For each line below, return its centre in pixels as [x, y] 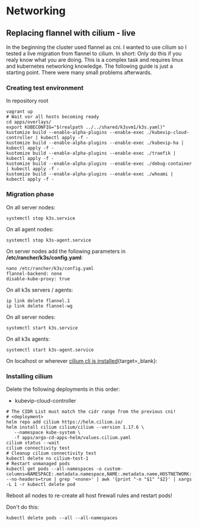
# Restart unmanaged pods [38, 463]
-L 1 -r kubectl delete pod [41, 484]
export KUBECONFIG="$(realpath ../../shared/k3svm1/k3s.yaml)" [86, 127]
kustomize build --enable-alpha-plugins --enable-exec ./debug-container [99, 164]
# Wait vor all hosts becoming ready [53, 117]
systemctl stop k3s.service [41, 218]
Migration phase [30, 195]
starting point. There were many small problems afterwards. [79, 72]
